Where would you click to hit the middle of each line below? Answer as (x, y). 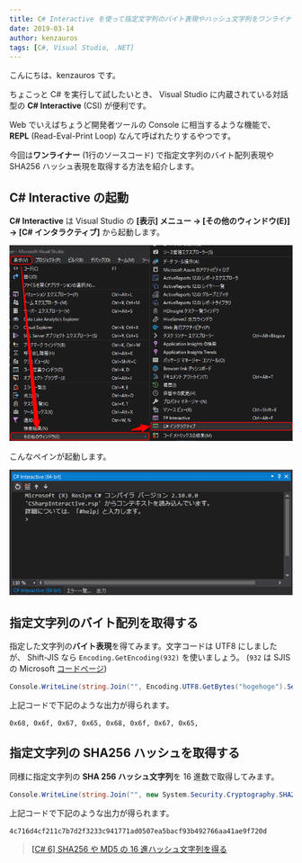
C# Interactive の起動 (69, 198)
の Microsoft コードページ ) (58, 669)
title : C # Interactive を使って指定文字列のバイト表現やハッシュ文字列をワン (141, 19)
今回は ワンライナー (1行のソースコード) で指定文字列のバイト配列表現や (142, 155)
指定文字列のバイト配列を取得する (104, 622)
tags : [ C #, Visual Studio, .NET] (72, 48)
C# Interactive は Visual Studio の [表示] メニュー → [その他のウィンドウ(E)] (150, 221)
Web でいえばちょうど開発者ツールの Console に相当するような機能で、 (142, 125)
